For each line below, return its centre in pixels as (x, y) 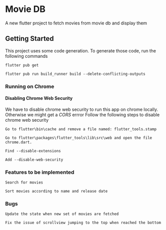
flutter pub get (22, 65)
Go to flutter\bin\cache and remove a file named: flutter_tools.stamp (81, 129)
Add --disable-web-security (34, 160)
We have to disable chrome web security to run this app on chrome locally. (82, 109)
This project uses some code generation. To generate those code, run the (81, 50)
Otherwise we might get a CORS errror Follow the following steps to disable (83, 115)
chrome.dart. (19, 142)
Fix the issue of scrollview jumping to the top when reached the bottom (83, 223)
